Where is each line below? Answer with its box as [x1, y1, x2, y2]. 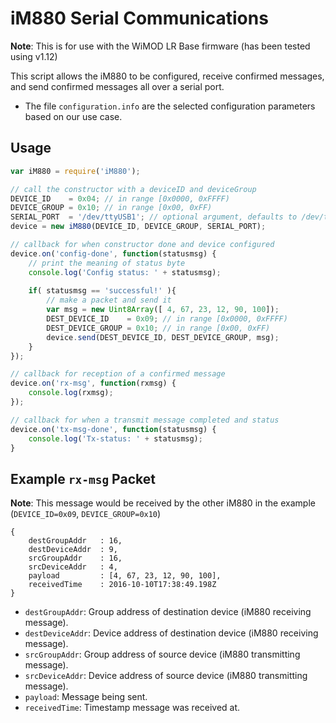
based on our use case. [24, 110, 123, 122]
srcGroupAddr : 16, [28, 553, 123, 564]
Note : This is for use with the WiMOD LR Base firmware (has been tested [10, 40, 311, 52]
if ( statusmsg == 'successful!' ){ [28, 286, 177, 296]
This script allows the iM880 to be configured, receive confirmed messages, [10, 70, 325, 82]
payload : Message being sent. [24, 691, 148, 703]
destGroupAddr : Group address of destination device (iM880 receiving [24, 606, 312, 618]
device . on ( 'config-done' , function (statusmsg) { [10, 248, 217, 259]
